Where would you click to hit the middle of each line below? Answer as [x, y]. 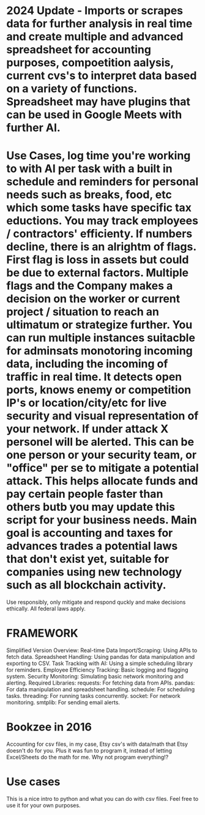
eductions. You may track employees [102, 221]
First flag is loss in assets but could [98, 260]
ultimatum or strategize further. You [99, 325]
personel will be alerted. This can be [100, 442]
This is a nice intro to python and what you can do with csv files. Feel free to [102, 798]
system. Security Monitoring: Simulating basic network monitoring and [95, 677]
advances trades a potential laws [92, 546]
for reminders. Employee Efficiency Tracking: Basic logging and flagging [97, 670]
